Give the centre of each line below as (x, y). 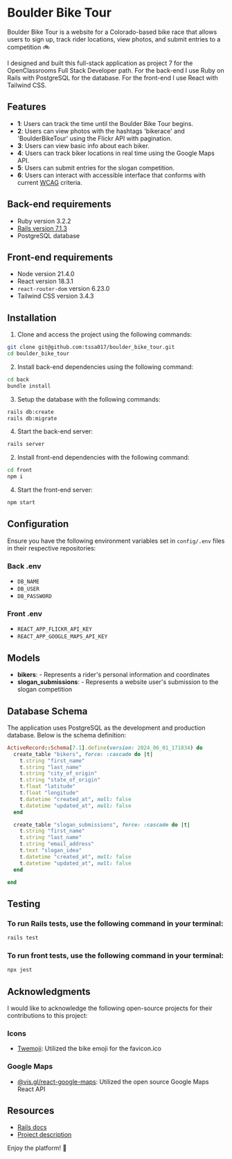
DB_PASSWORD (34, 597)
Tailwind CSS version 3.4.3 (55, 296)
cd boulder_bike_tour (38, 354)
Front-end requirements (60, 257)
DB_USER (28, 589)
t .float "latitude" (48, 787)
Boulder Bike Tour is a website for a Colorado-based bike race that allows (112, 32)
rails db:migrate (32, 418)
